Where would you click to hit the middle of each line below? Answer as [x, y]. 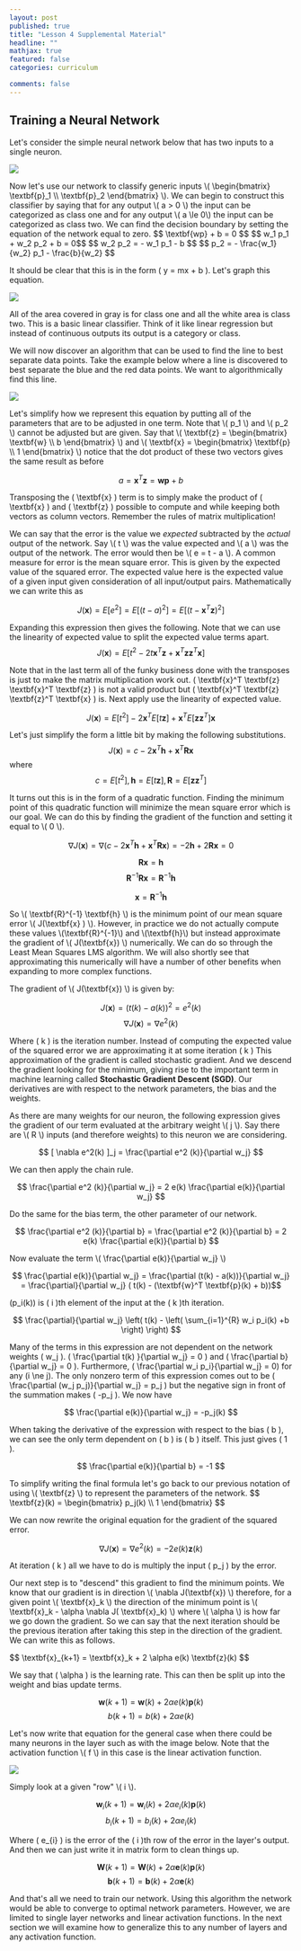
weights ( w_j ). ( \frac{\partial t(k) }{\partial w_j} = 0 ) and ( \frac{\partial [144, 1356]
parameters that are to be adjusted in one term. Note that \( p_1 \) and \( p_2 [149, 422]
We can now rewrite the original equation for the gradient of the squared [143, 1520]
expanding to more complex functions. [81, 971]
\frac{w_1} [258, 243]
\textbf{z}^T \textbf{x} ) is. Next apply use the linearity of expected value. [146, 698]
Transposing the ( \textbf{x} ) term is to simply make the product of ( [136, 497]
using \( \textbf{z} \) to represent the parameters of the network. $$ [135, 1493]
